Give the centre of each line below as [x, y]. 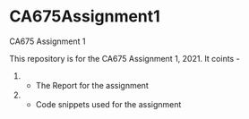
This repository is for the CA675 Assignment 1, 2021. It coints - [124, 58]
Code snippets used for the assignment [108, 104]
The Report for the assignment [92, 85]
